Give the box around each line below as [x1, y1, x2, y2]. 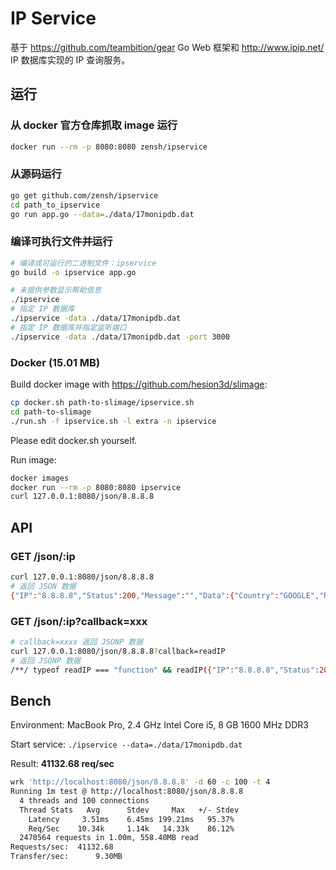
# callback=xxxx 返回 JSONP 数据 [10, 637, 144, 647]
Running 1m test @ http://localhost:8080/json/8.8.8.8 [10, 787, 244, 797]
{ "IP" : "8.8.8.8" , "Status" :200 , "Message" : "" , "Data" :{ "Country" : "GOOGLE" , [10, 590, 320, 601]
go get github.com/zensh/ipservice [10, 190, 159, 201]
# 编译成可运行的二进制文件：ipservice [10, 258, 157, 268]
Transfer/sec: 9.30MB [10, 852, 123, 862]
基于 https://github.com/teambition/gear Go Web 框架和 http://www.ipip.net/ [10, 41, 325, 53]
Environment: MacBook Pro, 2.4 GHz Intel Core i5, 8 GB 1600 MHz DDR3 [10, 719, 309, 731]
